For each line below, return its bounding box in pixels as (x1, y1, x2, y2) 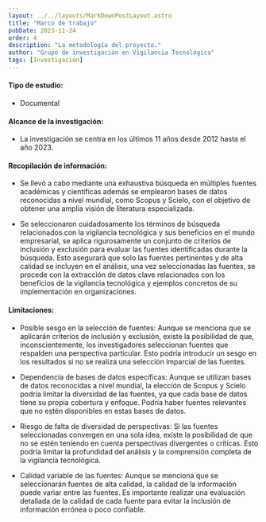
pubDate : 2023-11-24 (8, 26, 77, 34)
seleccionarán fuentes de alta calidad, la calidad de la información (19, 479, 237, 489)
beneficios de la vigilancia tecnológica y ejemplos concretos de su (19, 279, 238, 288)
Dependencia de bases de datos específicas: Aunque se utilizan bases (19, 372, 252, 382)
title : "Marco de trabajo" (8, 19, 98, 27)
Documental (19, 99, 60, 108)
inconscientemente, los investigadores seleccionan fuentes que (19, 340, 229, 349)
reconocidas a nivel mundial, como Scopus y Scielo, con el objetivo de (19, 196, 251, 205)
